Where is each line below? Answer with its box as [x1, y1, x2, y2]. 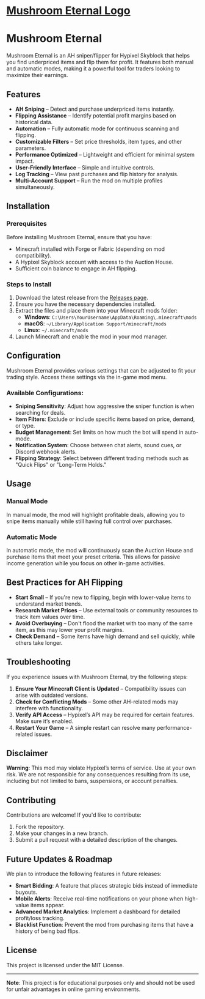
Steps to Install [6, 280, 52, 288]
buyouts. [15, 888, 38, 896]
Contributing [6, 795, 56, 805]
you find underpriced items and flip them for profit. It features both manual [6, 59, 194, 66]
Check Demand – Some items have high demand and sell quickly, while [15, 633, 195, 640]
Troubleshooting [6, 657, 71, 667]
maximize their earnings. [6, 72, 68, 79]
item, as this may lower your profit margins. [15, 626, 124, 633]
